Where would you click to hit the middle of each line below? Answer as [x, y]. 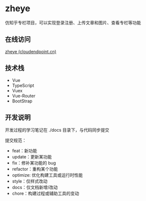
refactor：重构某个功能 [35, 169]
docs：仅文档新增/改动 [35, 187]
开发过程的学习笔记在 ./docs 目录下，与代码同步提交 [57, 130]
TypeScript [23, 85]
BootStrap [22, 101]
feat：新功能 [24, 151]
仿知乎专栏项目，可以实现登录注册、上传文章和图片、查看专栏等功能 [73, 22]
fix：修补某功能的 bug [34, 163]
